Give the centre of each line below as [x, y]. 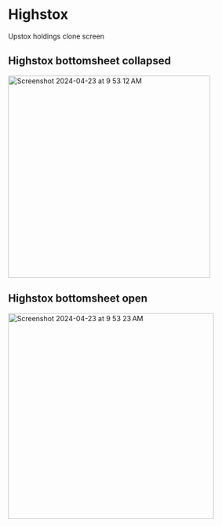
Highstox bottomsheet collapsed [89, 61]
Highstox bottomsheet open [78, 299]
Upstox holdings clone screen [56, 36]
